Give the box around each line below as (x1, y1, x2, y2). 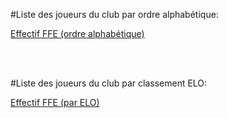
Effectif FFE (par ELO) (10, 97, 100, 108)
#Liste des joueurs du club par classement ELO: (10, 77, 208, 89)
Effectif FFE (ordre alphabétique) (10, 28, 145, 39)
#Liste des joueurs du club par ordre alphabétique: (10, 9, 219, 20)
